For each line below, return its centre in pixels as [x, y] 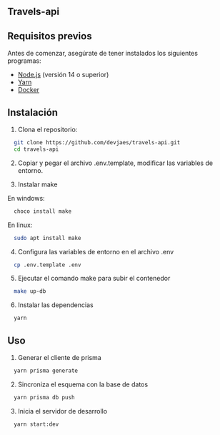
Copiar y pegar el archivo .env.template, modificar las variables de [115, 163]
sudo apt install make [47, 238]
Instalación [33, 112]
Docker [29, 90]
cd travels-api [36, 149]
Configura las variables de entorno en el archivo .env [96, 251]
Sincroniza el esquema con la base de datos [83, 384]
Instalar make [37, 184]
